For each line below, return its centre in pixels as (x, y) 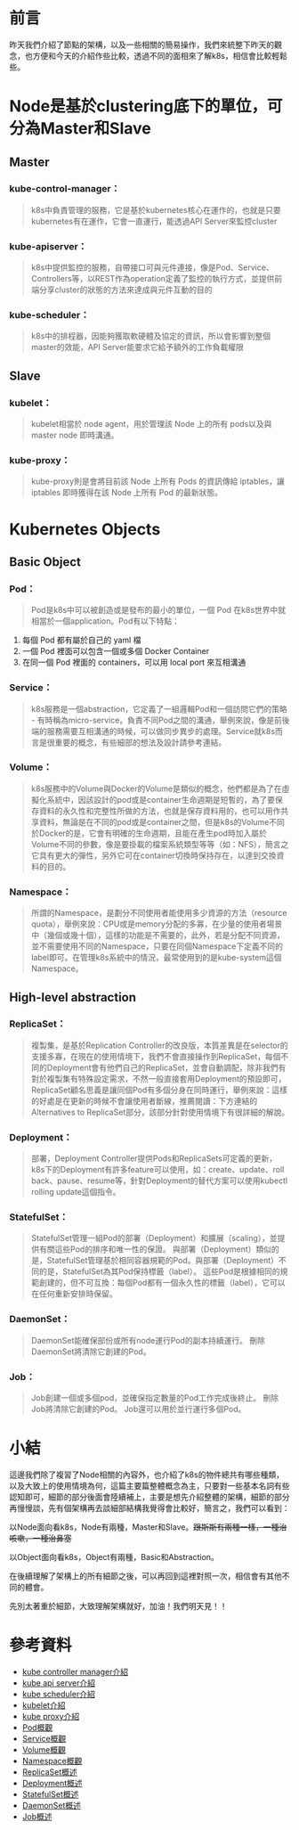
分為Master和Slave (80, 129)
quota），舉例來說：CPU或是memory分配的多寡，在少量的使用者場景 (157, 924)
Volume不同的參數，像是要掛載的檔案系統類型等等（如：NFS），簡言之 (160, 844)
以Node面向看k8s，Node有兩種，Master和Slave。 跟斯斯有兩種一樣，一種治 (148, 1527)
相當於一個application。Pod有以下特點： (105, 621)
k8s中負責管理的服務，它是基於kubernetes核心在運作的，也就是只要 (156, 209)
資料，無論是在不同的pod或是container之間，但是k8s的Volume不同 (162, 821)
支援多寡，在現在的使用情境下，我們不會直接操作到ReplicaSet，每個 (156, 1056)
